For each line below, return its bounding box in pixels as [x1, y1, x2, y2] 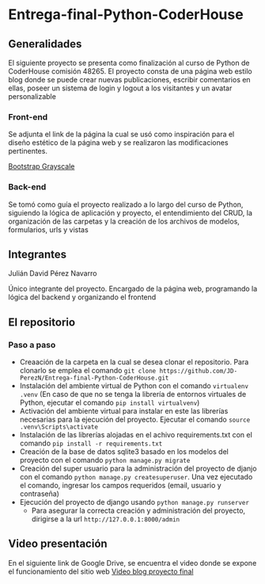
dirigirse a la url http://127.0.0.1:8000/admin [31, 514, 180, 524]
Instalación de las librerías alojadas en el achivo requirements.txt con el [19, 430, 253, 440]
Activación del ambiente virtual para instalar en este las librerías [19, 407, 229, 416]
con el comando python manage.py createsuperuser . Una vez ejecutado [19, 472, 253, 482]
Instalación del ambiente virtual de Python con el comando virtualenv [19, 381, 249, 391]
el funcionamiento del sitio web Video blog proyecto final [8, 567, 194, 576]
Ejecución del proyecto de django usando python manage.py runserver [19, 498, 249, 507]
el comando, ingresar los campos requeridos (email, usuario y [19, 481, 221, 490]
